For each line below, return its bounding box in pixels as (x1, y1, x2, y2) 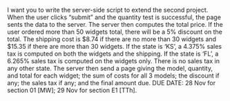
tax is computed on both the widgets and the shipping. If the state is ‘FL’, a (7, 49, 219, 58)
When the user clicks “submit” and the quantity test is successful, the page (7, 13, 221, 21)
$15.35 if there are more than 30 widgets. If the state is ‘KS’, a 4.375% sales (7, 43, 222, 50)
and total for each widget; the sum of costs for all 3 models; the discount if (7, 71, 220, 80)
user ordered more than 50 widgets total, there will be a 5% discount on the (7, 27, 222, 36)
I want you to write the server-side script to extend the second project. (7, 6, 209, 14)
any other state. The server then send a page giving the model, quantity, (7, 65, 213, 72)
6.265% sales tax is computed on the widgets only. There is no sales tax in (7, 57, 220, 65)
